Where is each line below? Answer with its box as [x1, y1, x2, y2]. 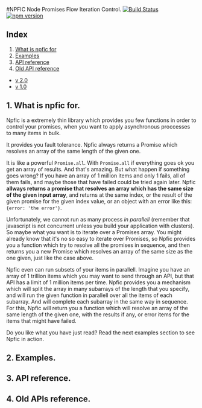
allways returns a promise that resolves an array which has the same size [6, 185, 194, 192]
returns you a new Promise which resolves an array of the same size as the [6, 247, 193, 255]
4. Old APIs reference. [6, 394, 91, 404]
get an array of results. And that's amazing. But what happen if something [6, 165, 190, 173]
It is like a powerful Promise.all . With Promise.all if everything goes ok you [6, 159, 195, 166]
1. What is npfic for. [6, 100, 80, 111]
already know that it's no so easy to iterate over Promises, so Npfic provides [6, 235, 196, 242]
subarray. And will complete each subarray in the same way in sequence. [6, 298, 188, 305]
